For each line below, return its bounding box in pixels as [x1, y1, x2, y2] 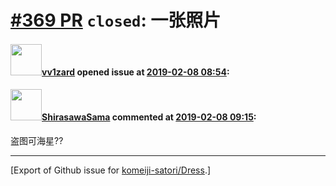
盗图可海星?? [10, 134, 64, 146]
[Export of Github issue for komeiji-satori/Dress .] [10, 164, 212, 176]
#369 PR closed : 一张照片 [10, 9, 222, 32]
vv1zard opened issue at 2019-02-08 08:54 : [41, 66, 230, 78]
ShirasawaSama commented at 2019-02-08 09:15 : [41, 111, 257, 123]
